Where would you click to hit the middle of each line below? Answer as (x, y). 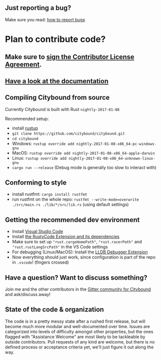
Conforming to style (36, 182)
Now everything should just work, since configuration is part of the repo (84, 257)
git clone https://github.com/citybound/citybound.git (68, 133)
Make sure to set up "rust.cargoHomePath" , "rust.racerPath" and (77, 242)
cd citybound (25, 139)
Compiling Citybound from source (57, 98)
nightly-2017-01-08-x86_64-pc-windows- (116, 144)
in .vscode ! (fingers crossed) (40, 262)
